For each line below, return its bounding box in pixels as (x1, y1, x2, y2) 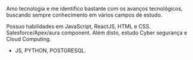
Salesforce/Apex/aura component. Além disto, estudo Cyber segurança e (6, 29, 188, 36)
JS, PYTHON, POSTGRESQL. (14, 47, 86, 54)
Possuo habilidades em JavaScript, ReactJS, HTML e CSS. (6, 23, 151, 30)
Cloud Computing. (6, 36, 52, 42)
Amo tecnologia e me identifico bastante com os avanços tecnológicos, (6, 5, 183, 12)
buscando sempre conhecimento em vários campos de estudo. (6, 11, 163, 18)
